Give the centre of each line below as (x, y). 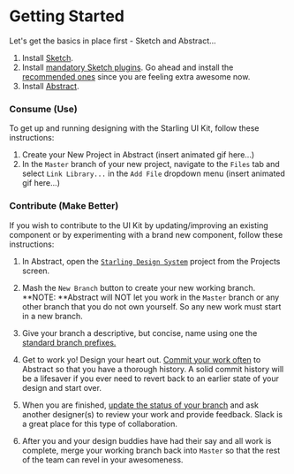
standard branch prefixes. (69, 342)
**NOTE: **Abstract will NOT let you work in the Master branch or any (151, 297)
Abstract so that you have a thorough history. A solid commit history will (153, 369)
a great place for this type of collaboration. (100, 424)
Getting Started (67, 16)
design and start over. (61, 387)
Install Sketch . (47, 57)
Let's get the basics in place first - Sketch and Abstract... (113, 41)
